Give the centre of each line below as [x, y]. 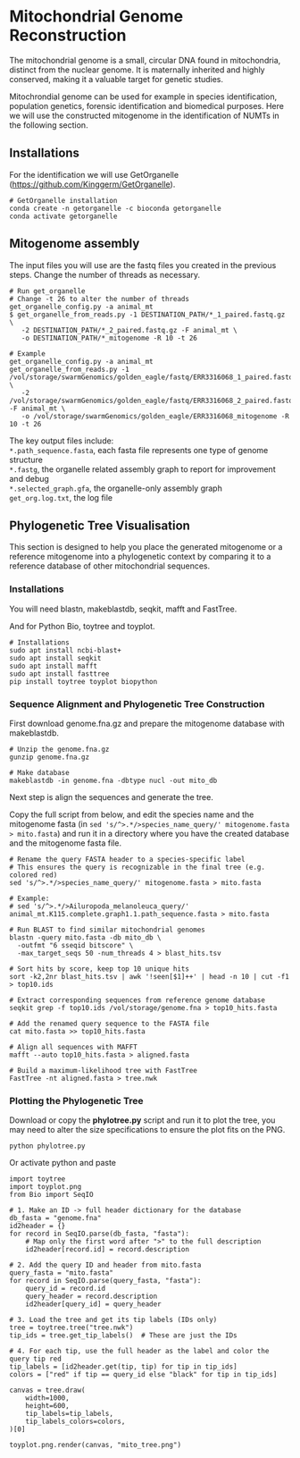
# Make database [39, 772]
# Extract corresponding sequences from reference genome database [137, 1000]
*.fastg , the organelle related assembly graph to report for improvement [142, 469]
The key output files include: [62, 441]
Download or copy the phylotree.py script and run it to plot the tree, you [142, 1120]
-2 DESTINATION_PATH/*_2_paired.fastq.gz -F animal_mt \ [129, 330]
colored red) [33, 875]
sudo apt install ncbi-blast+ [66, 650]
